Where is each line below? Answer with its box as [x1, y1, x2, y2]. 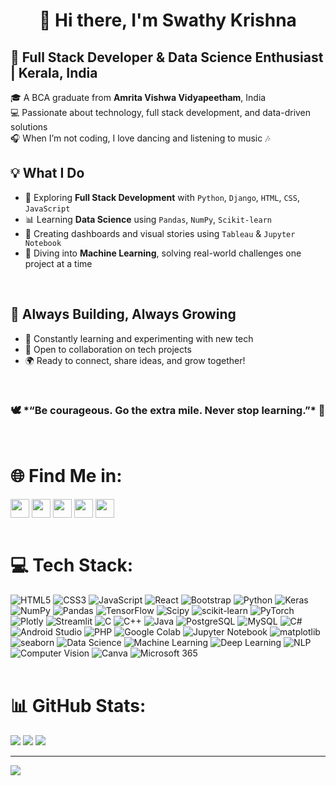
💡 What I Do [10, 165, 85, 182]
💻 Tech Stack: [10, 554, 134, 577]
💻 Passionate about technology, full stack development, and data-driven [10, 107, 312, 118]
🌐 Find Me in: [10, 465, 123, 488]
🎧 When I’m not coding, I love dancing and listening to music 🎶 [10, 132, 271, 144]
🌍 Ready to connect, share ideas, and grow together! [24, 354, 246, 366]
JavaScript [24, 204, 71, 214]
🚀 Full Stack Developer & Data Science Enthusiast [10, 49, 324, 66]
